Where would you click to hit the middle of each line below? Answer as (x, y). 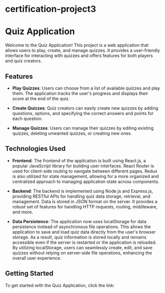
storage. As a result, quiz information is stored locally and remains (79, 237)
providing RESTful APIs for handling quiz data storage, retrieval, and (81, 196)
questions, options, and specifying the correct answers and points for (83, 113)
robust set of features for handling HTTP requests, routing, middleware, (85, 206)
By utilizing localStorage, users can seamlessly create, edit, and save (82, 247)
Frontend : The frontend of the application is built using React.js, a (79, 160)
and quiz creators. (24, 61)
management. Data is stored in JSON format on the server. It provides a (85, 201)
